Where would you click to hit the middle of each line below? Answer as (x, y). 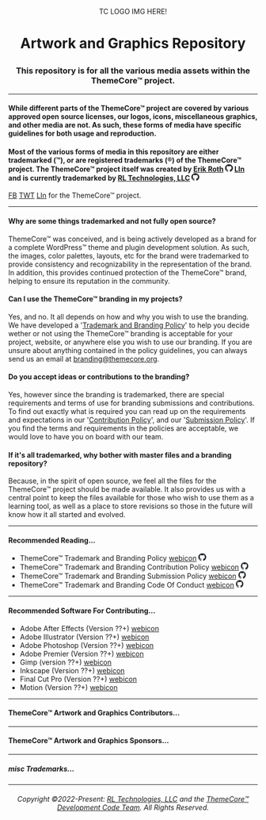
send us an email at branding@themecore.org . (84, 358)
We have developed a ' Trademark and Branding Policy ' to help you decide (129, 325)
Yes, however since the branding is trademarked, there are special (116, 394)
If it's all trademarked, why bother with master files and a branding (120, 454)
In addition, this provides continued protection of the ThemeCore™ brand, (127, 272)
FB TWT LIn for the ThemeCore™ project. (75, 195)
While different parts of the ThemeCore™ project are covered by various (129, 108)
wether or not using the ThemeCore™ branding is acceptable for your (121, 333)
